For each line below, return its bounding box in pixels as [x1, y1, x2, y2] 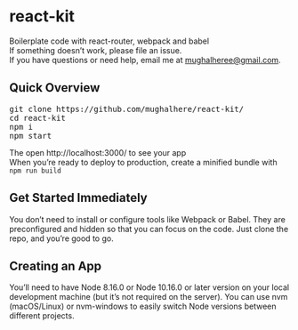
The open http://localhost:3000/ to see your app [9, 147, 187, 157]
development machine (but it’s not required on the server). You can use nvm [9, 292, 288, 302]
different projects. [9, 310, 75, 321]
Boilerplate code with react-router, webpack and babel [9, 36, 210, 46]
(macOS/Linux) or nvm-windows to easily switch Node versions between [9, 301, 277, 312]
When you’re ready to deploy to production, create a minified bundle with [9, 157, 278, 167]
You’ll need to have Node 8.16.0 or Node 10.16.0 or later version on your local [9, 282, 290, 293]
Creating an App [9, 258, 102, 273]
